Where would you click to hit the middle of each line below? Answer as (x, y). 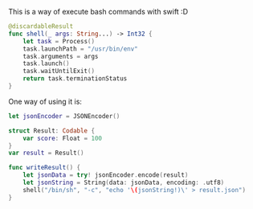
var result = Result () (46, 153)
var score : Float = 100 (63, 138)
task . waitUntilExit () (59, 72)
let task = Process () (59, 41)
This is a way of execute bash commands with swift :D (98, 12)
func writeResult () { (45, 168)
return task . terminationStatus (75, 79)
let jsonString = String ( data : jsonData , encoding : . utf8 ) (124, 182)
